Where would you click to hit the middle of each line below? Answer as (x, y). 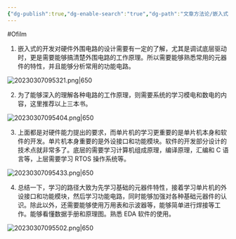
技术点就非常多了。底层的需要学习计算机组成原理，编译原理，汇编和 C (119, 149)
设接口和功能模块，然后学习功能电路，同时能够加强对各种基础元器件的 (119, 196)
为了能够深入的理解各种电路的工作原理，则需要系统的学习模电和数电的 (119, 94)
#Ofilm (17, 34)
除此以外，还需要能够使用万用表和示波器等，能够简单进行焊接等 (122, 204)
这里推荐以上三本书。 (61, 104)
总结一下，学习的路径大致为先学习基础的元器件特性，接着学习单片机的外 (122, 187)
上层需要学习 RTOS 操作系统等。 (83, 159)
